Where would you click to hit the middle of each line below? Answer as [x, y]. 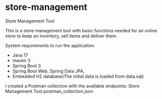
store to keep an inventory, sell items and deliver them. [61, 36]
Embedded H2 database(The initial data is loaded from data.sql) [78, 76]
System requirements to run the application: [50, 45]
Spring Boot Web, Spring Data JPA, [48, 71]
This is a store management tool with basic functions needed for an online [81, 30]
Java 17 [20, 55]
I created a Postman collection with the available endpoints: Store [72, 86]
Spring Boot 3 [27, 66]
